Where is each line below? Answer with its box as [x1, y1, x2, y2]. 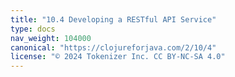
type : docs [10, 24, 56, 34]
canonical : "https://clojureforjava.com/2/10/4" [10, 42, 217, 53]
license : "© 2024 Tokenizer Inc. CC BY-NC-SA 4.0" [10, 52, 226, 62]
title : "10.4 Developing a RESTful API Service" [10, 14, 217, 25]
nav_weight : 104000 [10, 33, 92, 43]
